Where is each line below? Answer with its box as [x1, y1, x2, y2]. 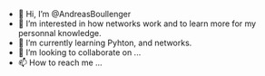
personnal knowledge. [17, 28, 102, 38]
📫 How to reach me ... [17, 57, 103, 68]
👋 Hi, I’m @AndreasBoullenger [17, 9, 132, 19]
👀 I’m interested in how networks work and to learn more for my [17, 18, 257, 29]
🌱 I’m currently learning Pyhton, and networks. [17, 37, 192, 48]
